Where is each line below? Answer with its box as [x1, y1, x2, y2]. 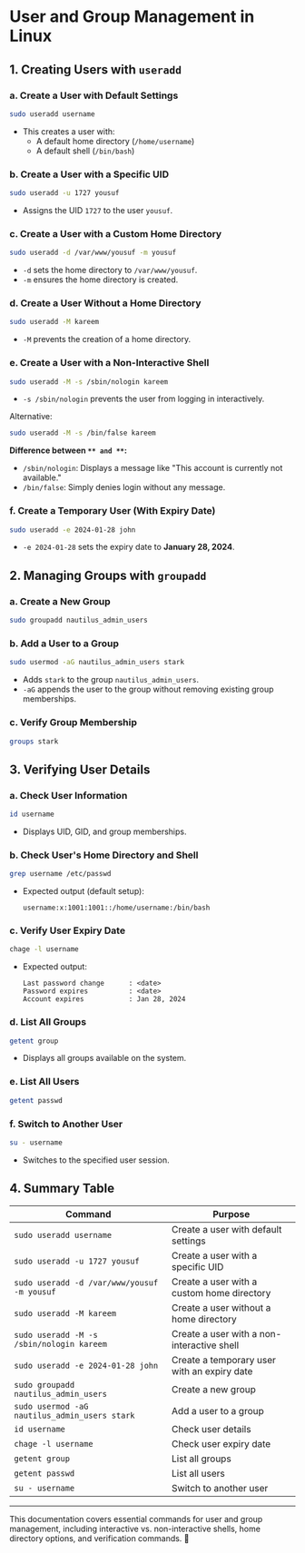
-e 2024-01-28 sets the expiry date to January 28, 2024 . [22, 542, 235, 553]
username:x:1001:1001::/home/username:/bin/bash [22, 903, 211, 913]
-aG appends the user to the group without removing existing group [22, 683, 274, 695]
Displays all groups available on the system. [22, 1053, 187, 1064]
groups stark [9, 737, 59, 746]
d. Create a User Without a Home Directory [9, 297, 202, 310]
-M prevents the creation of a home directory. [22, 334, 192, 345]
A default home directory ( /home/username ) [35, 135, 195, 146]
